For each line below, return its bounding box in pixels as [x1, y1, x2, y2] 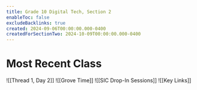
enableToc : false [6, 14, 50, 20]
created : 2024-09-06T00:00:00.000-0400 [6, 25, 106, 32]
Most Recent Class [6, 57, 102, 71]
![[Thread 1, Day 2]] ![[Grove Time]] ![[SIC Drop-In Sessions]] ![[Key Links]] [6, 77, 192, 84]
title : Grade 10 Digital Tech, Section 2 [6, 8, 112, 15]
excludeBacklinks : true [6, 20, 66, 26]
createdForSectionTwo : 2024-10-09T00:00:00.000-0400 [6, 31, 141, 37]
